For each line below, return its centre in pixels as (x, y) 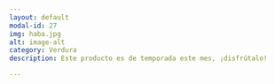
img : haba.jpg (35, 34)
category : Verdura (43, 50)
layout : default (39, 17)
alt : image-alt (37, 42)
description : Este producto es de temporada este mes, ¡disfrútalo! (138, 58)
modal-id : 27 (33, 26)
